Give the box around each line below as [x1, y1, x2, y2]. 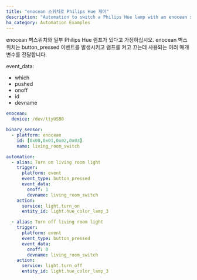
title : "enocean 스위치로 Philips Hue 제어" [6, 8, 110, 15]
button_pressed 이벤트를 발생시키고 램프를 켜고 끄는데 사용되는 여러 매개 [21, 44, 189, 51]
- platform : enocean [11, 132, 62, 138]
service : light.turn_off [21, 263, 83, 269]
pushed [14, 81, 33, 88]
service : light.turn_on [21, 203, 80, 209]
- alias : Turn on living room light [11, 159, 101, 165]
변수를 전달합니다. [6, 51, 47, 58]
